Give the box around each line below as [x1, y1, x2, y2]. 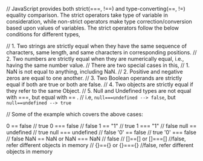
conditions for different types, [6, 31, 80, 38]
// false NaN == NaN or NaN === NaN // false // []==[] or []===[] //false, [6, 135, 186, 142]
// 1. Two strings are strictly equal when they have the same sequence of [6, 42, 187, 49]
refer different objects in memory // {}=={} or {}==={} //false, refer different [6, 142, 194, 148]
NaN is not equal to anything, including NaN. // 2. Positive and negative [6, 68, 183, 75]
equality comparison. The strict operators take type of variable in [6, 11, 168, 19]
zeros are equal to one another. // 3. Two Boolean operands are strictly [6, 75, 182, 81]
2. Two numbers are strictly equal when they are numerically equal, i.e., [6, 55, 184, 62]
